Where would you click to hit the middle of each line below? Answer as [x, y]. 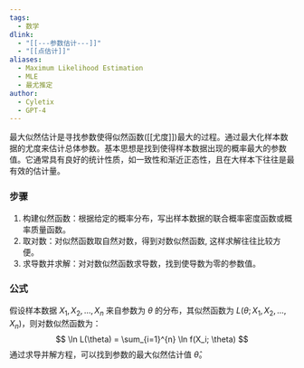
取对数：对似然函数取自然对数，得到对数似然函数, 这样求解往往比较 [147, 241]
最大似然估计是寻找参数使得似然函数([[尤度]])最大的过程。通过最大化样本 [145, 137]
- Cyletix [36, 102]
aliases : [26, 60]
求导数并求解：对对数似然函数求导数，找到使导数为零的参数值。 [141, 263]
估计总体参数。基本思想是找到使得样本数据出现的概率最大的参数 [167, 148]
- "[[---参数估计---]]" [60, 43]
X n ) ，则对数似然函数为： [55, 324]
